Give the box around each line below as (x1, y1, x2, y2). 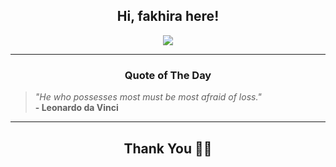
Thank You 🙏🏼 (123, 140, 213, 157)
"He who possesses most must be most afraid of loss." (34, 91, 262, 103)
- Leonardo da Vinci (34, 102, 119, 114)
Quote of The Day (124, 68, 212, 82)
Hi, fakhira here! (116, 8, 220, 25)
